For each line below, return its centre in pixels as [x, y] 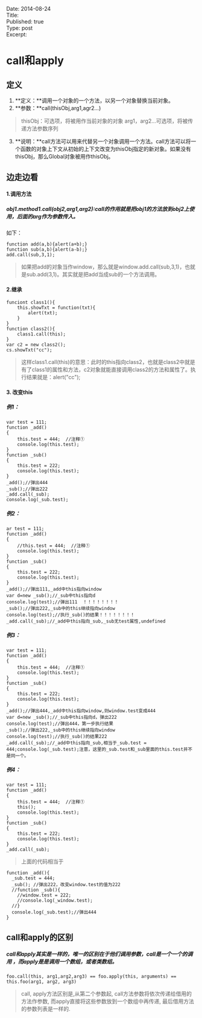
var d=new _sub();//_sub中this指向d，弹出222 [62, 717]
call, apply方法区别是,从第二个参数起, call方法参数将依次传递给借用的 [106, 993]
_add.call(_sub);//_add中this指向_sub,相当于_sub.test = [77, 743]
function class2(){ [31, 329]
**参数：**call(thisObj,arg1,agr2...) [58, 108]
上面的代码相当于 [42, 861]
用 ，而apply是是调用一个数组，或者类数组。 [62, 961]
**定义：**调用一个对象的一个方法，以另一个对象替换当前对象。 [94, 100]
